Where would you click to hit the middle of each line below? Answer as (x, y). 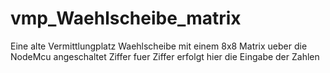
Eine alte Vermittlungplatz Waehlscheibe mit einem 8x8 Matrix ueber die (159, 46)
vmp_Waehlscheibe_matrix (126, 18)
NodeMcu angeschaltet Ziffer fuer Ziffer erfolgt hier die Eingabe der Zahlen (165, 56)
